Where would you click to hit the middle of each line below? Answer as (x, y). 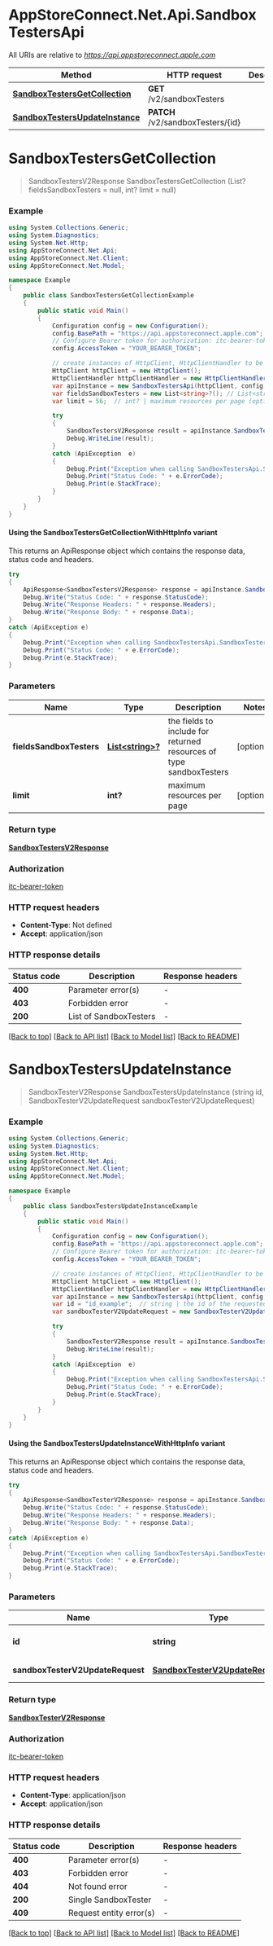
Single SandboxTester (110, 1900)
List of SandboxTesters (112, 1016)
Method (76, 75)
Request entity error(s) (112, 1913)
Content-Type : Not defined (66, 925)
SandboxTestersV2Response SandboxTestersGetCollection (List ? (137, 181)
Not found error (97, 1886)
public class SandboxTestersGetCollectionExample (109, 296)
